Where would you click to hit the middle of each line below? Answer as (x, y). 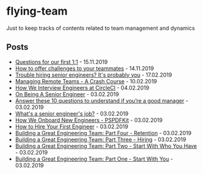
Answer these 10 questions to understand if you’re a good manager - (101, 100)
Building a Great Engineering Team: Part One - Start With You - (94, 159)
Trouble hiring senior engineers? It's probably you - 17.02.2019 (94, 75)
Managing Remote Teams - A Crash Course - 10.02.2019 (86, 81)
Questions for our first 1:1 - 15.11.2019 (61, 61)
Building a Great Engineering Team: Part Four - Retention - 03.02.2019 (103, 133)
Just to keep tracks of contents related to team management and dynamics (101, 28)
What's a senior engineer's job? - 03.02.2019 (72, 113)
